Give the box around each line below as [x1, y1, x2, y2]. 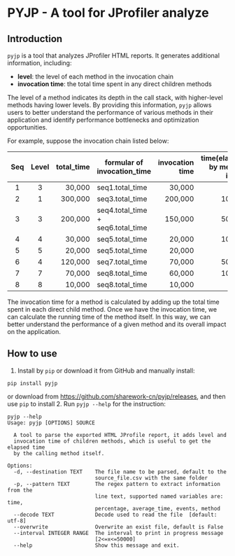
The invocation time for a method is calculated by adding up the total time [7, 298, 220, 306]
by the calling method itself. [13, 450, 105, 457]
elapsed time [7, 443, 45, 451]
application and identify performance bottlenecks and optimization [7, 116, 199, 124]
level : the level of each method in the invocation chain [17, 72, 173, 81]
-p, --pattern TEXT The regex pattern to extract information [13, 480, 220, 487]
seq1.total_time [97, 183, 148, 192]
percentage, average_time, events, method [94, 505, 220, 512]
